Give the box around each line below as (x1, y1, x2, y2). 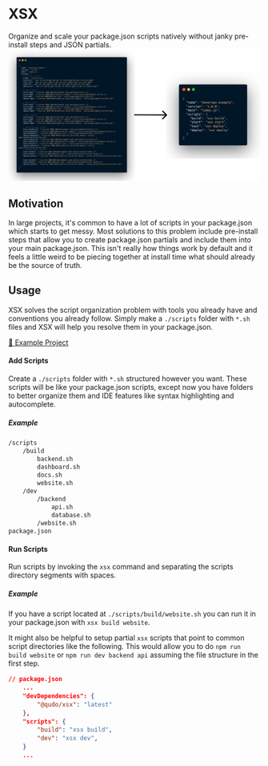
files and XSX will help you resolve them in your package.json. (8, 322, 214, 331)
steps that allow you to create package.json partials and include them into (8, 235, 252, 245)
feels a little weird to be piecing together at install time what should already (8, 252, 256, 261)
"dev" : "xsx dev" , (37, 735, 98, 743)
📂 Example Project (8, 338, 69, 347)
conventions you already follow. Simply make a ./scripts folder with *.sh (8, 314, 250, 323)
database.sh (50, 511, 91, 520)
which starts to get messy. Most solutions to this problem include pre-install (8, 226, 258, 237)
